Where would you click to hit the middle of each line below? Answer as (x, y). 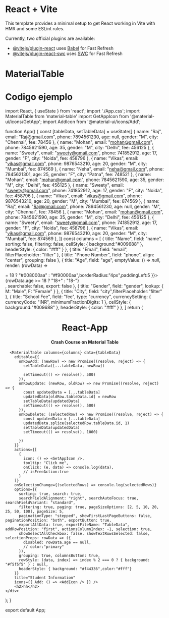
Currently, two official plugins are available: (50, 38)
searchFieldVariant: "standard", (40, 503)
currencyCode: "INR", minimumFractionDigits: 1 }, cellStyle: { (68, 302)
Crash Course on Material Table (85, 342)
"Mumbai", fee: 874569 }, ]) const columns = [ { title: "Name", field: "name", (84, 239)
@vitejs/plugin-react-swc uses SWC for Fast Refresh (67, 53)
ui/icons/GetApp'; (23, 122)
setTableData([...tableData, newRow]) (64, 366)
